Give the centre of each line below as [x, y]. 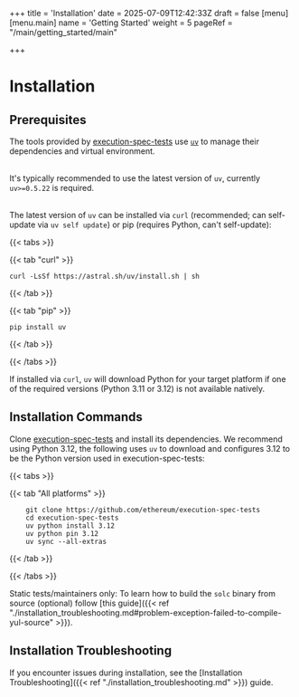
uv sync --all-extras [66, 541]
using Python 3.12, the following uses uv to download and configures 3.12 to [150, 448]
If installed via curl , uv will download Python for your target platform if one [148, 379]
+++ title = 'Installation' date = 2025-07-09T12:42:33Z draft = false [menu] [149, 13]
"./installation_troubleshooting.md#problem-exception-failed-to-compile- [145, 612]
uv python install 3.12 [70, 525]
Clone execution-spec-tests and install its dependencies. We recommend [146, 439]
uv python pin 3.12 [62, 533]
